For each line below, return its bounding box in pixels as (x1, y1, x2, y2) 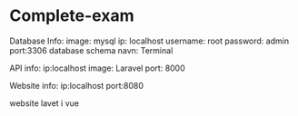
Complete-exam (9, 5, 134, 26)
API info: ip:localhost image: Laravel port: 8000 (9, 63, 186, 73)
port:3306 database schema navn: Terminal (9, 44, 174, 55)
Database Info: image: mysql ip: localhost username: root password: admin (9, 35, 289, 46)
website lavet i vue (9, 97, 80, 109)
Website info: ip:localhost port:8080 (9, 80, 144, 91)
